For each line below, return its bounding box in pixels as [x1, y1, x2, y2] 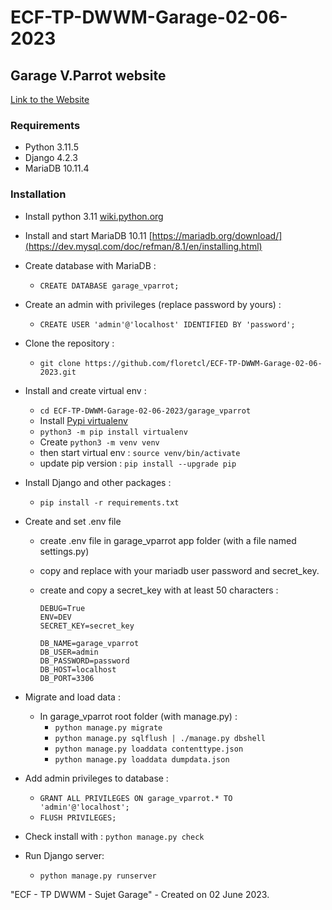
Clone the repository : [24, 337, 115, 349]
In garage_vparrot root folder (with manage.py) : [39, 710, 238, 722]
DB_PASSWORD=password [39, 656, 130, 666]
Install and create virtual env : [24, 384, 147, 396]
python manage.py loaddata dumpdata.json [54, 754, 230, 765]
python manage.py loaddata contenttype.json [54, 744, 244, 754]
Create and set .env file [24, 515, 122, 527]
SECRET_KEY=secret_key [39, 621, 135, 631]
